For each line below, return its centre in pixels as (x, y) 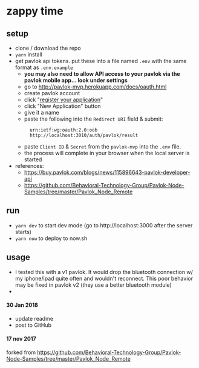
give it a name (41, 112)
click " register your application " (64, 99)
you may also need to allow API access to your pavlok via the (102, 74)
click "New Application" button (62, 106)
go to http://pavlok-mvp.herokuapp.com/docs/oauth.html (95, 87)
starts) (23, 232)
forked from (21, 352)
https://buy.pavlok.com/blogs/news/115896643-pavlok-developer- (107, 172)
